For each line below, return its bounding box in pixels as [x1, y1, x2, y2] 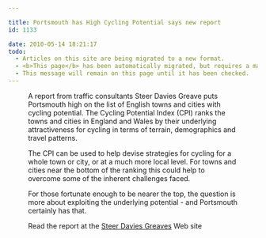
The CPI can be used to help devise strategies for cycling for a [28, 148, 232, 158]
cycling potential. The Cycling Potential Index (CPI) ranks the [28, 108, 226, 117]
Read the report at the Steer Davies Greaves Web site [28, 221, 203, 230]
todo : [8, 47, 26, 55]
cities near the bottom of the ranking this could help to [28, 165, 206, 175]
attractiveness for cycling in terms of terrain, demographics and [28, 124, 236, 134]
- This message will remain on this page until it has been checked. [15, 70, 249, 77]
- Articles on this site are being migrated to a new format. [15, 55, 225, 63]
